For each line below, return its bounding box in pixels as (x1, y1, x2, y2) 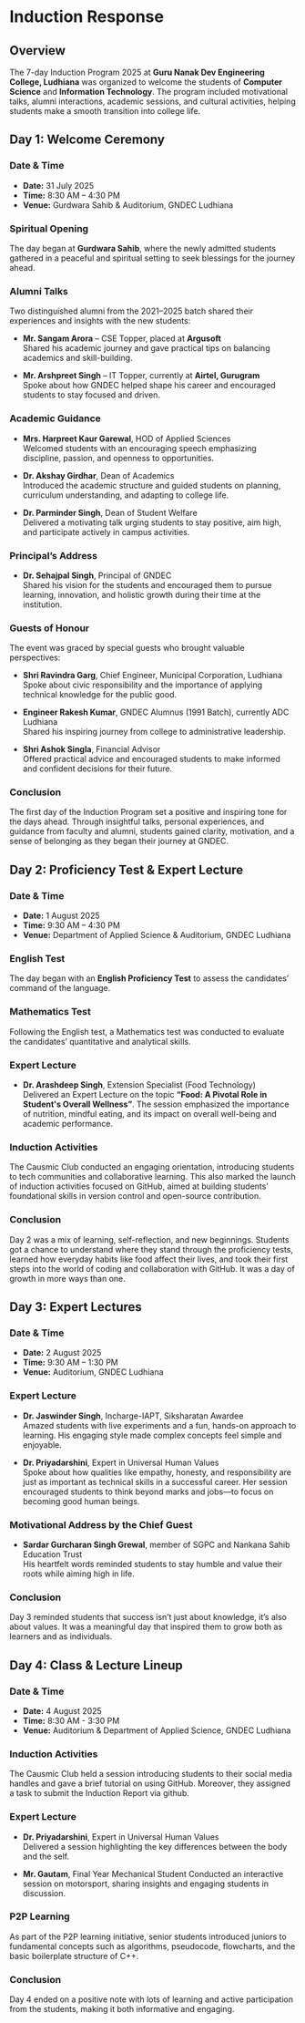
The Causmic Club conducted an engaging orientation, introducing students (9, 1161, 295, 1172)
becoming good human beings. (22, 1495, 140, 1506)
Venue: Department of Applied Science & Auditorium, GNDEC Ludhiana (22, 930, 291, 941)
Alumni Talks (9, 284, 68, 297)
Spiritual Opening (9, 222, 89, 234)
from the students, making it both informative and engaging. (9, 2004, 235, 2015)
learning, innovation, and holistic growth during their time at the (22, 589, 261, 600)
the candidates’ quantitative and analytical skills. (9, 1036, 191, 1047)
